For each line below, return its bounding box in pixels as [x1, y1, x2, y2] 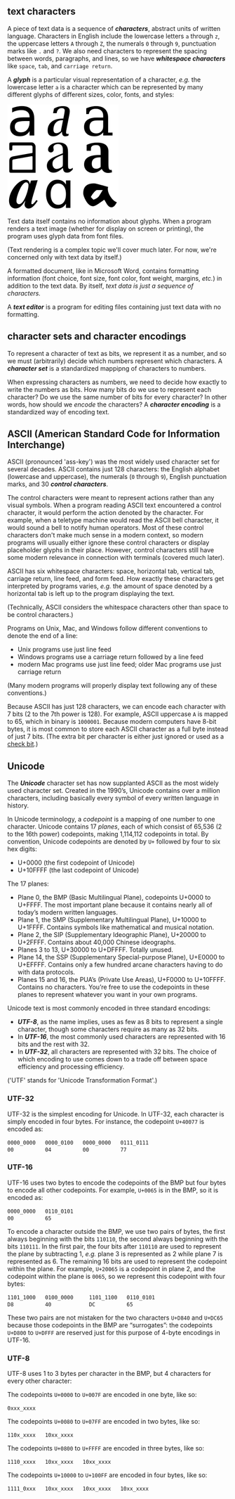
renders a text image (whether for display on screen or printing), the [7, 224, 204, 233]
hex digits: [7, 845, 37, 853]
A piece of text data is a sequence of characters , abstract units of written [7, 24, 221, 32]
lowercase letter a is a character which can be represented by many [7, 82, 203, 91]
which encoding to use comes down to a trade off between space [17, 1055, 208, 1064]
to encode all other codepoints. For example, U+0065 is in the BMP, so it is [7, 1185, 219, 1194]
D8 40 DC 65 [7, 1301, 133, 1308]
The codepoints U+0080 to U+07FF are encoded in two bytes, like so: [7, 1417, 200, 1426]
